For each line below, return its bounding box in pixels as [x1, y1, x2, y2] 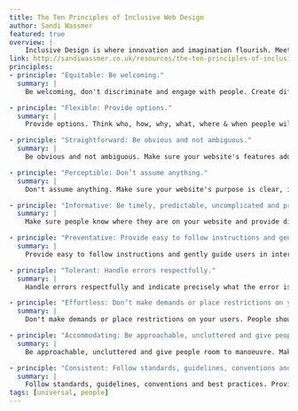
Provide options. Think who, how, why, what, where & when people [25, 120, 276, 129]
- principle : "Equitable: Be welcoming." [9, 71, 165, 80]
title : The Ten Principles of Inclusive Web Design [9, 12, 204, 22]
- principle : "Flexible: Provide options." [9, 103, 173, 112]
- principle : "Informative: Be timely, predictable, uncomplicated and [9, 201, 279, 209]
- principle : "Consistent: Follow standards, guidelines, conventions [9, 363, 276, 373]
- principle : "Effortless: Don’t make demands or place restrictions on [9, 298, 284, 307]
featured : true [9, 29, 66, 38]
